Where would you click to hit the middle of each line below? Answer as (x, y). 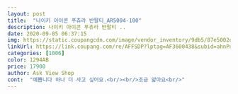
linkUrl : (20, 47)
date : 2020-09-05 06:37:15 (47, 34)
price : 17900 (27, 66)
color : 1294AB (28, 60)
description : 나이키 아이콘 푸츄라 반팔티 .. (67, 27)
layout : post (27, 14)
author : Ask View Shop (41, 73)
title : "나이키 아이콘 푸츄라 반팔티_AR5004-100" (75, 20)
